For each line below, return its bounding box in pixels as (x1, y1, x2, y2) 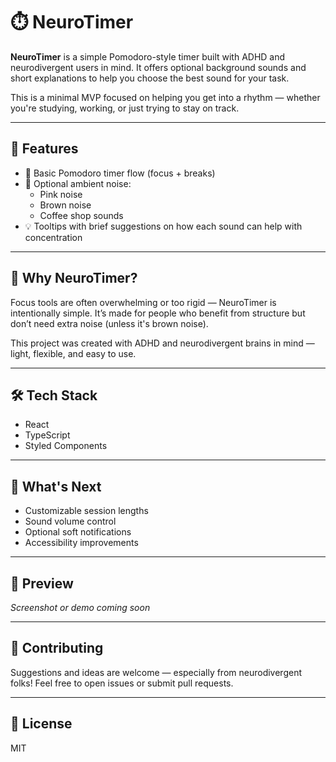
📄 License (10, 715, 73, 733)
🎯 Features (10, 140, 79, 158)
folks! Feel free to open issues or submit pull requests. (10, 677, 234, 689)
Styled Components (24, 440, 108, 452)
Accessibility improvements (24, 537, 139, 549)
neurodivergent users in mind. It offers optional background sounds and (10, 61, 307, 73)
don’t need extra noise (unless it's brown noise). (10, 317, 209, 329)
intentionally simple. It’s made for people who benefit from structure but (10, 307, 306, 319)
